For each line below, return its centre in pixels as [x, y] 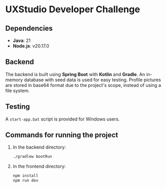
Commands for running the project [62, 135]
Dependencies [29, 28]
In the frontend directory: [39, 167]
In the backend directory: [39, 147]
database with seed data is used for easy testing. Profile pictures [92, 80]
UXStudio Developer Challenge [73, 9]
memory [14, 80]
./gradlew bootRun [32, 157]
